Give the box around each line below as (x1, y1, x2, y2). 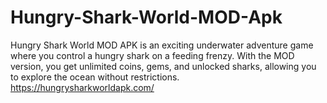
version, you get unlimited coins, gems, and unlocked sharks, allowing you (10, 60, 317, 72)
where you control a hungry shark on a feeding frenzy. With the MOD (10, 49, 295, 61)
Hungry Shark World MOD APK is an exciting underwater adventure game (10, 39, 314, 51)
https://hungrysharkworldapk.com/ (10, 81, 155, 93)
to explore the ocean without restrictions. (10, 71, 180, 83)
